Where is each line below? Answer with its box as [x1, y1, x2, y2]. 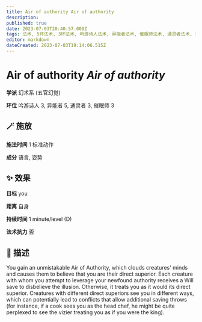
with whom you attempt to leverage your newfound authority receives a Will [6, 277, 194, 284]
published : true [6, 20, 47, 26]
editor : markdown [6, 37, 50, 43]
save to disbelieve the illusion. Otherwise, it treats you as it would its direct [6, 283, 191, 291]
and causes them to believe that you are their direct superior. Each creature [6, 270, 194, 277]
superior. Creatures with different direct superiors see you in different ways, [6, 289, 194, 297]
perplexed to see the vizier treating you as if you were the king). [6, 309, 165, 316]
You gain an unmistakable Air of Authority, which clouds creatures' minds [6, 264, 188, 271]
